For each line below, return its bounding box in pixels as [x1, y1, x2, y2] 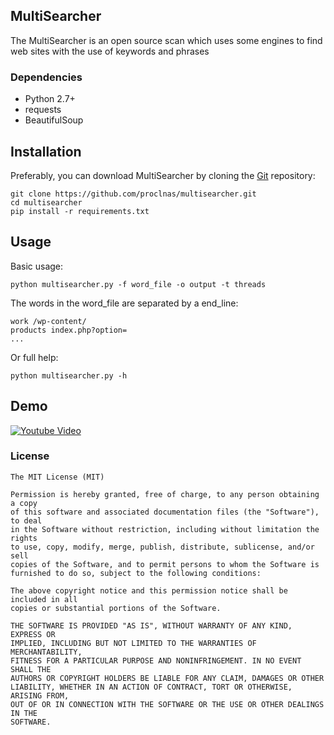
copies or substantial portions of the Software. [10, 603, 222, 613]
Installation [10, 143, 82, 160]
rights [10, 533, 38, 543]
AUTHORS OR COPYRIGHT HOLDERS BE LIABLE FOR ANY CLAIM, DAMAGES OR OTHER [10, 673, 325, 683]
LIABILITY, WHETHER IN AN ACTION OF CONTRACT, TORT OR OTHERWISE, [10, 682, 293, 692]
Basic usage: [10, 260, 64, 272]
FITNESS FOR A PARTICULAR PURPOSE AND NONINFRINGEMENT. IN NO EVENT [10, 655, 302, 666]
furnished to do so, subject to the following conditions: [10, 568, 262, 578]
